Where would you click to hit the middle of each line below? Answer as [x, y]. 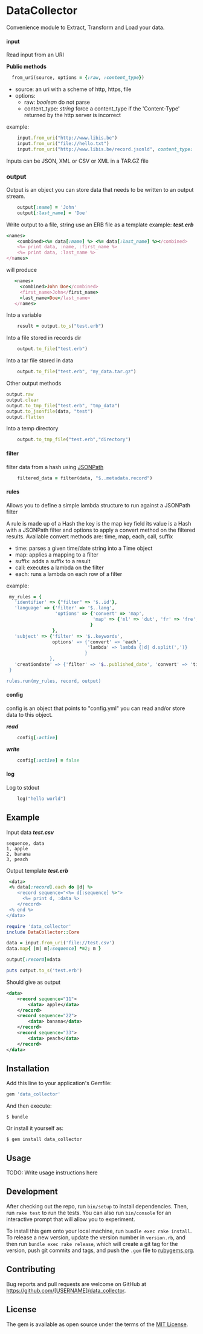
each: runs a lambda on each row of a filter [69, 574]
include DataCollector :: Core [43, 932]
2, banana [19, 854]
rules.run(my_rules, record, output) [54, 681]
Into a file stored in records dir [44, 338]
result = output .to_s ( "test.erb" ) [60, 326]
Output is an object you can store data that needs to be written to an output [100, 189]
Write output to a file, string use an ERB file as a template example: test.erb [100, 225]
